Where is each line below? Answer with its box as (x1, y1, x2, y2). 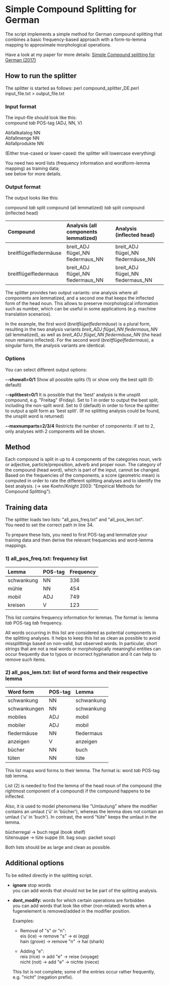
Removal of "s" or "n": (20, 927, 66, 933)
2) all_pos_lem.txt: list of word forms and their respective (5, 669, 148, 676)
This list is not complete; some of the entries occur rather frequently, (12, 968, 155, 974)
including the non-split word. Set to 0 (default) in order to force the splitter (5, 402, 159, 408)
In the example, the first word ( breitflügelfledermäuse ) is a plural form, (5, 321, 151, 327)
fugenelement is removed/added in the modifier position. (12, 908, 131, 914)
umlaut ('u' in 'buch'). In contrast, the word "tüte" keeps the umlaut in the (5, 814, 157, 820)
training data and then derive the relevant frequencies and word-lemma (5, 537, 153, 543)
